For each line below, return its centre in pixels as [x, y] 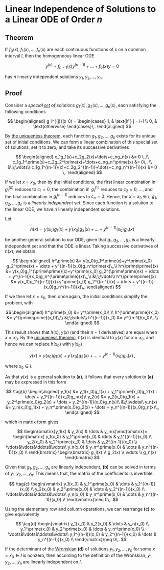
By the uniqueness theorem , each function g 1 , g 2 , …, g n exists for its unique [80, 136]
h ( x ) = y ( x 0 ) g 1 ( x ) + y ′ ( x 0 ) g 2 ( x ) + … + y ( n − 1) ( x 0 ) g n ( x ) [82, 229]
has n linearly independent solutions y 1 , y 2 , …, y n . [54, 77]
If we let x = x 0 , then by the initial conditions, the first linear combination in [80, 183]
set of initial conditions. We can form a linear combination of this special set [82, 142]
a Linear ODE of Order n [54, 19]
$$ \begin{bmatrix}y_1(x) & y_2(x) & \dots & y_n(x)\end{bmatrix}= [82, 431]
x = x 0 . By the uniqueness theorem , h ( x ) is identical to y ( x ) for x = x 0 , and [80, 338]
